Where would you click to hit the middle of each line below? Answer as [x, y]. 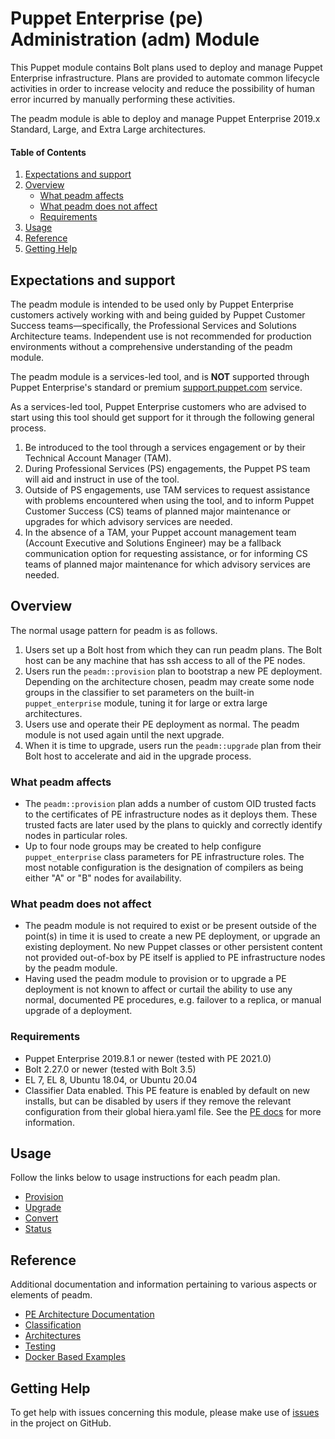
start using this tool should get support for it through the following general [162, 417]
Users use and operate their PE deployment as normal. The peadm [162, 724]
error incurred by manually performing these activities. [123, 99]
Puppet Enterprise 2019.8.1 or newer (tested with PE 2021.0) [148, 1058]
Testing [40, 1346]
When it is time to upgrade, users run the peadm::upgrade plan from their [173, 745]
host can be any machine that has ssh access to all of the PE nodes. [165, 660]
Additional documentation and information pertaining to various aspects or [163, 1284]
